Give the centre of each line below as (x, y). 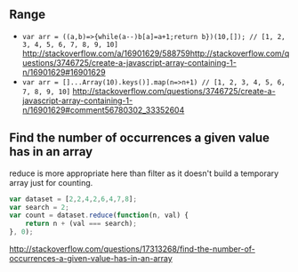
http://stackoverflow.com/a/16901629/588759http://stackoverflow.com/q (156, 53)
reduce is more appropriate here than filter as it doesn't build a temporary (144, 173)
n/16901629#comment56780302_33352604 (103, 109)
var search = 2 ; (39, 207)
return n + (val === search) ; (81, 224)
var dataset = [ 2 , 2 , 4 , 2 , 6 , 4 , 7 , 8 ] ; (73, 199)
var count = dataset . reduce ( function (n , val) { (99, 216)
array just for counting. (51, 182)
